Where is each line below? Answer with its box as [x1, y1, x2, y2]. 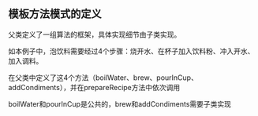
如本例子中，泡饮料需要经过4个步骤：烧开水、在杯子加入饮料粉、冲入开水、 [8, 46, 255, 56]
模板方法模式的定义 [8, 7, 102, 21]
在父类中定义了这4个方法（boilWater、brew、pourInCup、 [8, 73, 199, 82]
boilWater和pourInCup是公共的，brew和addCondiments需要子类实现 [8, 99, 231, 108]
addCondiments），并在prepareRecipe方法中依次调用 [8, 82, 181, 92]
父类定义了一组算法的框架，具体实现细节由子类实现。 [8, 30, 181, 39]
